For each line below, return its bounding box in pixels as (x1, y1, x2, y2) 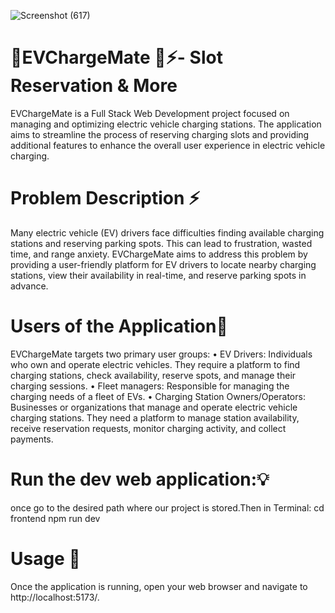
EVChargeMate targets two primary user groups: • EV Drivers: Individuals (10, 348, 313, 360)
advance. (10, 280, 49, 292)
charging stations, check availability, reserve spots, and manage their (10, 369, 297, 381)
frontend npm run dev (10, 512, 101, 524)
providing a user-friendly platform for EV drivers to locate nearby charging (10, 258, 317, 270)
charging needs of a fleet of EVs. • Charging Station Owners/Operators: (10, 390, 306, 402)
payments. (10, 433, 54, 445)
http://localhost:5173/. (10, 591, 100, 603)
